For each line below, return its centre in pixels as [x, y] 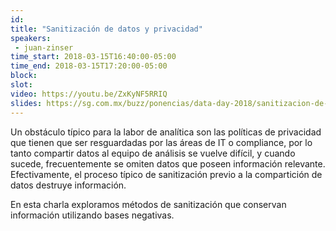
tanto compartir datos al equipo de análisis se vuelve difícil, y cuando [153, 153]
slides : [26, 103]
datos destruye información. [68, 185]
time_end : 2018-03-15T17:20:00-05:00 [89, 66]
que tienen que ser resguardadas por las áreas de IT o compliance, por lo [161, 142]
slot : [21, 85]
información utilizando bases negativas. [92, 215]
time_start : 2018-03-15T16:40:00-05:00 [93, 57]
